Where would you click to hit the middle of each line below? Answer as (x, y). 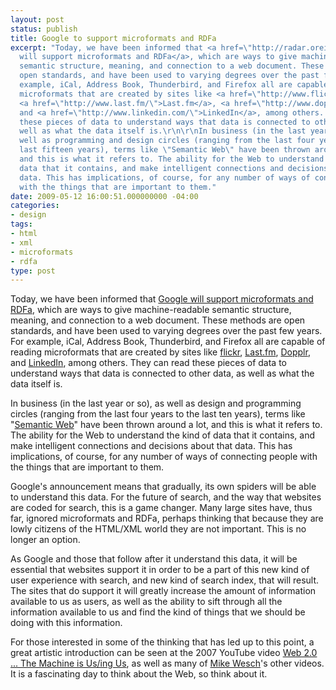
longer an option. (45, 540)
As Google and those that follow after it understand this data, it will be (154, 559)
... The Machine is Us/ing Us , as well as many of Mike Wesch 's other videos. (167, 663)
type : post (33, 271)
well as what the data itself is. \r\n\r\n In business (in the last (163, 131)
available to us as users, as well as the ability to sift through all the (146, 602)
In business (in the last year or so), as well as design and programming (156, 403)
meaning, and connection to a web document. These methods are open (158, 320)
